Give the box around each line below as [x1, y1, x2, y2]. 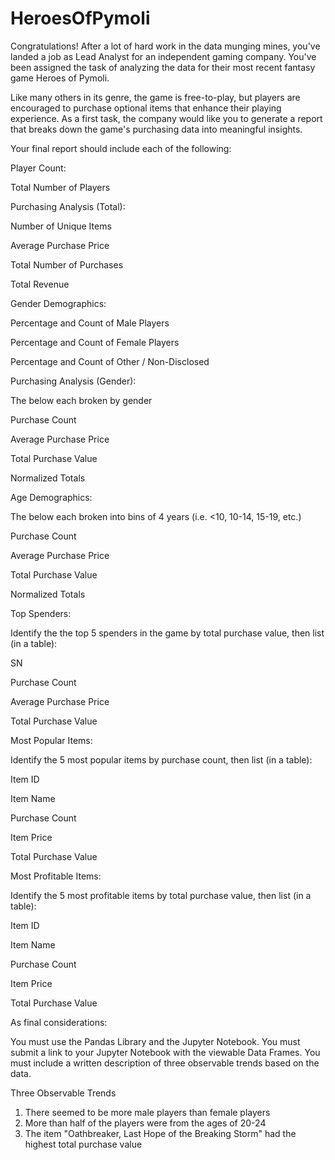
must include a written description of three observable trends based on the [10, 1057, 320, 1069]
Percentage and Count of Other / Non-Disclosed [10, 355, 210, 367]
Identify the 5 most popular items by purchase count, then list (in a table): [10, 753, 313, 766]
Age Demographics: [10, 491, 93, 503]
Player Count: [10, 162, 67, 174]
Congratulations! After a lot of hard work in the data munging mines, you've [10, 40, 321, 52]
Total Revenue [10, 278, 70, 290]
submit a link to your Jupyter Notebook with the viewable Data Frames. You [10, 1046, 321, 1058]
